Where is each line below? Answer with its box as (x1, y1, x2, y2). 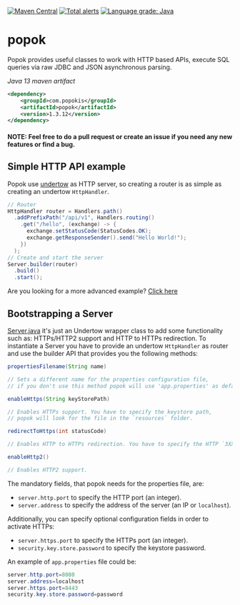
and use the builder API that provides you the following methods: (7, 350, 199, 358)
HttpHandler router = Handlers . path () (7, 208, 123, 215)
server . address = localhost (7, 578, 84, 585)
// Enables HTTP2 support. (7, 466, 88, 474)
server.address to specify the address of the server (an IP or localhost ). (17, 500, 231, 509)
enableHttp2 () (7, 454, 50, 461)
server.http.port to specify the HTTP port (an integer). (17, 493, 182, 502)
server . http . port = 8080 (7, 571, 75, 578)
